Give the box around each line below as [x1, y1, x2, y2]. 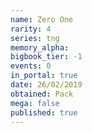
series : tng [10, 33, 60, 43]
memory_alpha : [10, 42, 70, 53]
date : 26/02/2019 [10, 80, 83, 90]
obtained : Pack [10, 89, 74, 99]
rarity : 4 [10, 24, 52, 34]
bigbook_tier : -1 [10, 52, 83, 62]
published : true [10, 107, 78, 118]
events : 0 [10, 61, 52, 71]
